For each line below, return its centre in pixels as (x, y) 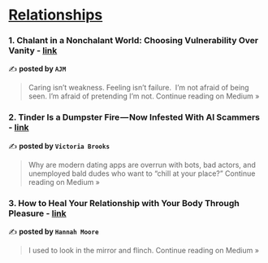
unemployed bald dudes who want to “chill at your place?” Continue (142, 173)
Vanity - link (33, 50)
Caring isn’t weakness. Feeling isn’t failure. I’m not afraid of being (138, 88)
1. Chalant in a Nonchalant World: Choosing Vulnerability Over (133, 41)
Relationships (56, 15)
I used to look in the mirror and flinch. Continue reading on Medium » (144, 251)
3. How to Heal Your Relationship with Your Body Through (124, 203)
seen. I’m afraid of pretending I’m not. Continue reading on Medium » (144, 96)
